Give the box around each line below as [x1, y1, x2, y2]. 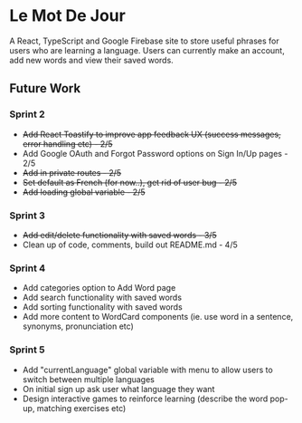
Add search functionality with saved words [22, 292, 183, 303]
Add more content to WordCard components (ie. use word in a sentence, [22, 312, 294, 322]
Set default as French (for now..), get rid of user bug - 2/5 [22, 177, 238, 187]
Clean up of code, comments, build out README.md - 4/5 [22, 239, 238, 250]
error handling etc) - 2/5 [22, 138, 113, 149]
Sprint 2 [9, 108, 45, 120]
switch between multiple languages [22, 373, 156, 385]
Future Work [9, 81, 81, 96]
